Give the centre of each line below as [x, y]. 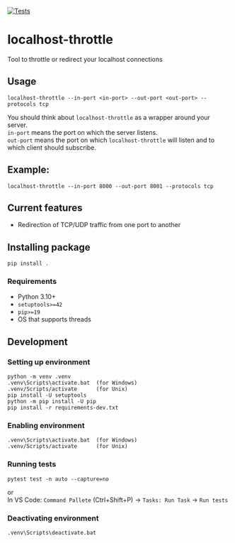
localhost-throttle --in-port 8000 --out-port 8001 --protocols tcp [110, 186]
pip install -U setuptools [47, 395]
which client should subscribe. [52, 147]
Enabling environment [46, 426]
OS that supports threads [55, 319]
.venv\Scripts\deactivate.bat [52, 533]
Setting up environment [49, 362]
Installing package [49, 247]
